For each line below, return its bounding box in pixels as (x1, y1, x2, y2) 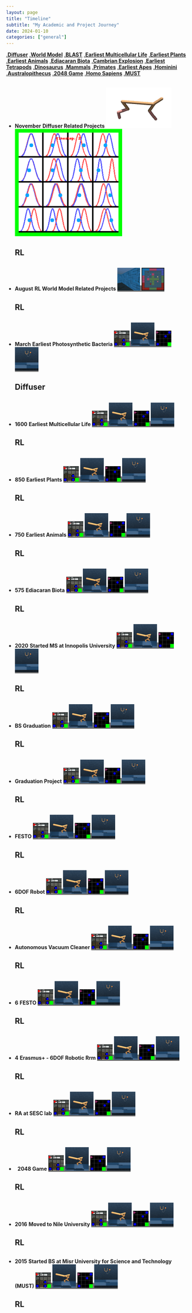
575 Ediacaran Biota (14, 587, 65, 594)
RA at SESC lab (14, 1110, 52, 1117)
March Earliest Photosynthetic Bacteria (14, 341, 113, 348)
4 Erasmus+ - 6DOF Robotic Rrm (14, 1054, 96, 1061)
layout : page (6, 9, 38, 15)
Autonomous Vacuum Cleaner (14, 943, 90, 950)
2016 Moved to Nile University (14, 1220, 90, 1228)
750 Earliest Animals (14, 531, 67, 538)
